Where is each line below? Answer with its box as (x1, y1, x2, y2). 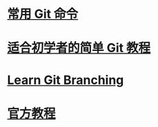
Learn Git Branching (7, 72, 124, 88)
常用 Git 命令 (7, 6, 79, 22)
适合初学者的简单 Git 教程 (7, 41, 151, 56)
